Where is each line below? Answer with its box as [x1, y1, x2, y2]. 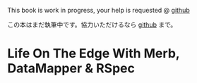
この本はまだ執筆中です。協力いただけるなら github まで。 [7, 20, 177, 29]
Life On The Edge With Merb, [7, 46, 180, 62]
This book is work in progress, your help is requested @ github [7, 6, 190, 14]
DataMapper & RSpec [7, 60, 136, 77]
